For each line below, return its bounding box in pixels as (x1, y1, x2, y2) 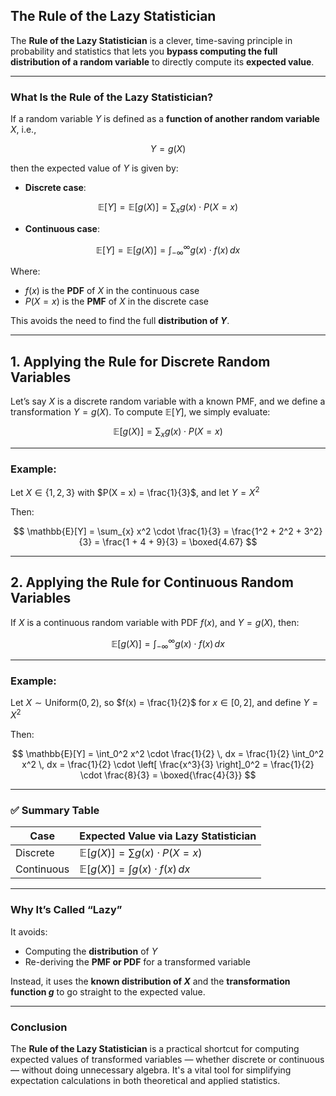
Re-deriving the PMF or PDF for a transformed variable (24, 955, 251, 968)
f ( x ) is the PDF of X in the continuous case (24, 285, 200, 297)
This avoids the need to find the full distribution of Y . (10, 315, 230, 327)
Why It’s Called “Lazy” (10, 903, 123, 917)
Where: (10, 265, 41, 278)
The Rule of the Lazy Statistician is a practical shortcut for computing (10, 1043, 300, 1055)
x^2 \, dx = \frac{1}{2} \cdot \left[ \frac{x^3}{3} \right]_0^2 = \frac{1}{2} (21, 759, 315, 771)
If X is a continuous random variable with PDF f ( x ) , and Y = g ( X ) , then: (10, 616, 300, 628)
